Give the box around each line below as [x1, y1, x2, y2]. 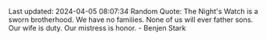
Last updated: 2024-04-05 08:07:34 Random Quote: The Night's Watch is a [8, 7, 259, 16]
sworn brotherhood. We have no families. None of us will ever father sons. [8, 15, 254, 24]
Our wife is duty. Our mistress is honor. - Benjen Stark [8, 24, 187, 32]
